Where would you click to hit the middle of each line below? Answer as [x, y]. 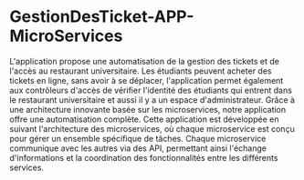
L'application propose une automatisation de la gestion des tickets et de [145, 61]
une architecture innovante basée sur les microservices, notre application [148, 109]
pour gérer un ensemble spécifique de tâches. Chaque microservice [138, 138]
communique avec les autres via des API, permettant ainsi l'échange [138, 148]
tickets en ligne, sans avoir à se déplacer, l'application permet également [147, 80]
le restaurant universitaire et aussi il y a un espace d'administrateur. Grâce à [152, 100]
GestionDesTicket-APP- [102, 17]
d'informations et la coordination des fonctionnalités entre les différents [144, 157]
